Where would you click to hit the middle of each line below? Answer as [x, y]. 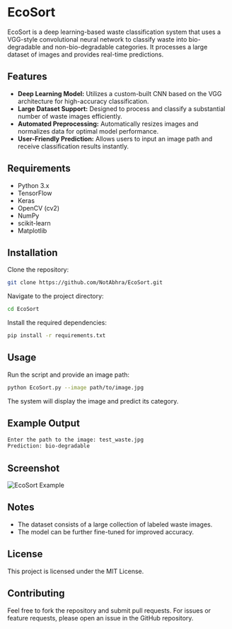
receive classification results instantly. [73, 146]
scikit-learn [34, 223]
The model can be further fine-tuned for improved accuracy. [106, 531]
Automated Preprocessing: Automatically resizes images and [108, 124]
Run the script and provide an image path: [68, 375]
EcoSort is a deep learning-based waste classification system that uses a [114, 32]
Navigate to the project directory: [56, 296]
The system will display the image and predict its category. [93, 401]
